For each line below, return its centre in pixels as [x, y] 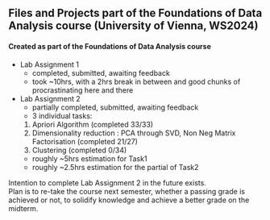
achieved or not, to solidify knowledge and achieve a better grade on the [129, 200]
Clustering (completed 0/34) [79, 150]
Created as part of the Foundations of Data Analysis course [110, 46]
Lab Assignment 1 [49, 64]
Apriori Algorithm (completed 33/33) [93, 124]
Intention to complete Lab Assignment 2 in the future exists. [108, 183]
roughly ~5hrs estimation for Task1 [89, 158]
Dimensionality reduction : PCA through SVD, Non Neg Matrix [134, 133]
